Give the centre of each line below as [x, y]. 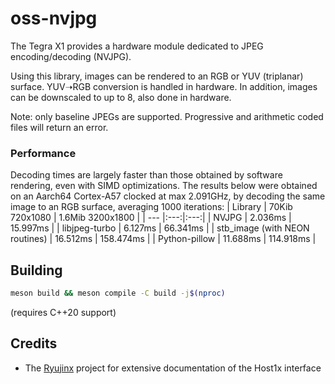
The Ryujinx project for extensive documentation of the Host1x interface [173, 368]
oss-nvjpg [54, 18]
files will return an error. [59, 127]
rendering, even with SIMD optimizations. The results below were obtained [164, 186]
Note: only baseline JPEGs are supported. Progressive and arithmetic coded [167, 116]
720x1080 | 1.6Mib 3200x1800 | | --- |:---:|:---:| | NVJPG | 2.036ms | [151, 218]
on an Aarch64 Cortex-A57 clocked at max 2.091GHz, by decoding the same [168, 196]
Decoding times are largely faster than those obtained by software [146, 175]
